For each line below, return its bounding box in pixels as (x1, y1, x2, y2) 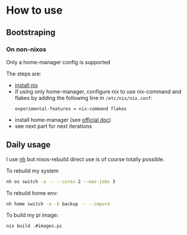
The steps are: (6, 70, 42, 77)
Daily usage (6, 140, 51, 150)
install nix (14, 82, 39, 89)
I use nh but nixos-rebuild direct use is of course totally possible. (6, 155, 165, 162)
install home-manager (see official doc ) (14, 116, 112, 123)
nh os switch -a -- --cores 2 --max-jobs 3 (6, 178, 116, 184)
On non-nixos (6, 45, 46, 54)
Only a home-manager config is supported (6, 58, 111, 65)
